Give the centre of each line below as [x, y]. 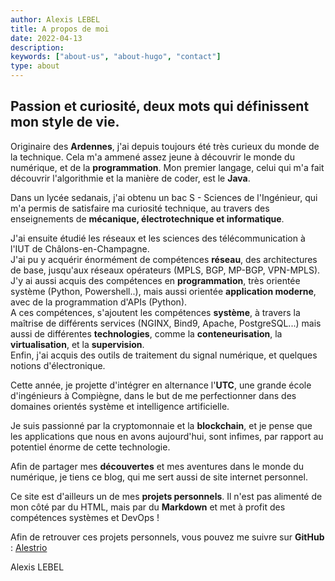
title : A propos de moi [60, 29]
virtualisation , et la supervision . [77, 344]
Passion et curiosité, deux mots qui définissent [160, 106]
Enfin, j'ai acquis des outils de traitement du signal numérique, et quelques [164, 355]
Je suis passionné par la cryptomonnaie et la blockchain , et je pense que [161, 425]
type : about [35, 66]
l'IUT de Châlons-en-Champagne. [80, 248]
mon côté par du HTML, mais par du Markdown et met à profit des [148, 507]
